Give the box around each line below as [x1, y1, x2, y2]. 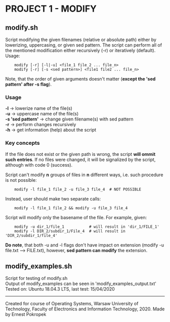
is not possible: [5, 177, 37, 183]
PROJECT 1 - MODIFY [5, 3, 97, 15]
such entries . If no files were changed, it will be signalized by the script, [5, 156, 156, 163]
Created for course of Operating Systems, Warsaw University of [5, 301, 139, 307]
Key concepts [5, 140, 40, 147]
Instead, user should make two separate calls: [5, 195, 101, 202]
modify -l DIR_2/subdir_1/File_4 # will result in [14, 228, 125, 233]
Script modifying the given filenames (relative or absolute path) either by [5, 36, 157, 43]
